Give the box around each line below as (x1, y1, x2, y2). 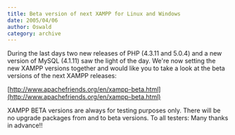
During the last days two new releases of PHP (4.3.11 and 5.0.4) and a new (7, 49, 222, 58)
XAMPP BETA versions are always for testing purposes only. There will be (7, 106, 221, 115)
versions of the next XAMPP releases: (7, 72, 118, 80)
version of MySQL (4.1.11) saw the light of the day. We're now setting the (7, 57, 216, 65)
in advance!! (7, 121, 44, 130)
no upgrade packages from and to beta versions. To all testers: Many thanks (7, 114, 229, 122)
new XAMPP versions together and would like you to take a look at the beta (7, 64, 225, 72)
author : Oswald (7, 23, 52, 30)
